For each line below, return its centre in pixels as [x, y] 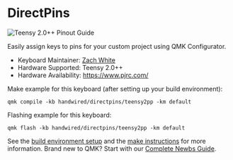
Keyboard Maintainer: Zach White [66, 60]
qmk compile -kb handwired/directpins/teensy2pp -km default [100, 102]
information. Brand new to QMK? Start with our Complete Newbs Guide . [112, 148]
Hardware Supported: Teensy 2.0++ [70, 67]
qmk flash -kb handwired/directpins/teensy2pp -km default [96, 128]
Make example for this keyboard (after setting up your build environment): [115, 88]
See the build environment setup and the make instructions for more [107, 141]
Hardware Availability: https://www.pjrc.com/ [83, 75]
